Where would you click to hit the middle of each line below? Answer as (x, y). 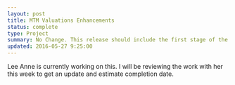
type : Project (28, 33)
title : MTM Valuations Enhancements (61, 20)
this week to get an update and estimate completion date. (90, 74)
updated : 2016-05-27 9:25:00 (50, 46)
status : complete (33, 27)
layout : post (26, 14)
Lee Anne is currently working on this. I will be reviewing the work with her (115, 66)
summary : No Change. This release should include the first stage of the (118, 40)
